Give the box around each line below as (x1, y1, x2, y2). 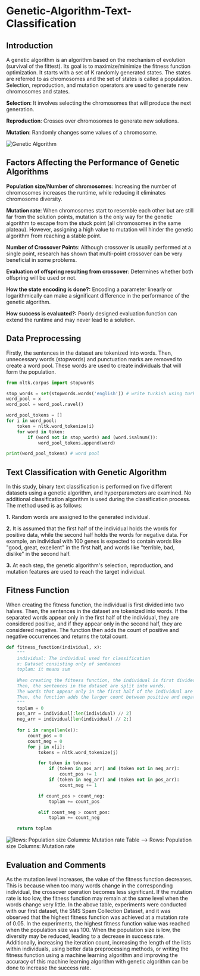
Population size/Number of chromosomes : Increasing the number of (6, 183, 177, 190)
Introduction (6, 40, 54, 51)
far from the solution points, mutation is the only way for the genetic (6, 213, 173, 220)
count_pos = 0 (27, 733, 62, 739)
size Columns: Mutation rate (6, 843, 76, 850)
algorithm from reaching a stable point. (6, 232, 102, 239)
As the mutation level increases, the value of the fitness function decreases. (6, 875, 193, 883)
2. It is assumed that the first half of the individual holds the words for (6, 525, 177, 532)
